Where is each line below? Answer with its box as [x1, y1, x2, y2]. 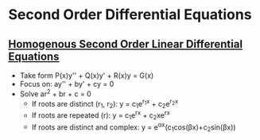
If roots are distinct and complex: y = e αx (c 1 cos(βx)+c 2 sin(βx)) [31, 121, 236, 134]
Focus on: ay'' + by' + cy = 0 [19, 80, 114, 88]
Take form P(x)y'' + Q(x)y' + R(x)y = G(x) [19, 71, 154, 80]
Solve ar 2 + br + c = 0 [19, 87, 91, 99]
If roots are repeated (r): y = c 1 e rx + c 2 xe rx [31, 109, 171, 122]
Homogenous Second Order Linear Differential [8, 37, 243, 51]
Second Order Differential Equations [8, 6, 252, 24]
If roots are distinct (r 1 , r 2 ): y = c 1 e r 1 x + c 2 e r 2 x [31, 97, 179, 111]
